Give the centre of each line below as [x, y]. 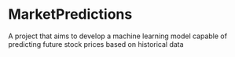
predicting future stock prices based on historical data [96, 44]
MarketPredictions [70, 14]
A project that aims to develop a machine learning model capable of [118, 36]
